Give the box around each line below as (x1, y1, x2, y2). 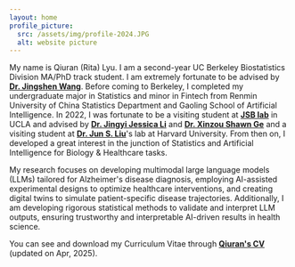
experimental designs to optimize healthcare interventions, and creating (9, 183, 274, 194)
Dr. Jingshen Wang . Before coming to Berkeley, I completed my (9, 81, 243, 92)
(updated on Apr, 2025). (9, 248, 98, 259)
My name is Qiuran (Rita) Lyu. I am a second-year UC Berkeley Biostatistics (9, 62, 285, 73)
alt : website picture (17, 37, 98, 47)
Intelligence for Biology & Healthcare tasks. (9, 148, 168, 158)
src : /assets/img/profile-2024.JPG (17, 29, 150, 38)
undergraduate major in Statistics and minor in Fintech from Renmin (9, 91, 258, 101)
